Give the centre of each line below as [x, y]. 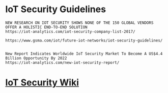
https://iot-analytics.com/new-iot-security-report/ [62, 62]
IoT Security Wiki [42, 83]
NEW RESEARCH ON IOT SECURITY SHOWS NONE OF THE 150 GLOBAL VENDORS [79, 23]
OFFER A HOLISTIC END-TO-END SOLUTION [46, 27]
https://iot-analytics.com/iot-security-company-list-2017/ [71, 31]
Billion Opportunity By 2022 [36, 58]
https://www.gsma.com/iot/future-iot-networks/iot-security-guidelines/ [84, 40]
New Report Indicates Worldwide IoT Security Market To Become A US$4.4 [84, 54]
